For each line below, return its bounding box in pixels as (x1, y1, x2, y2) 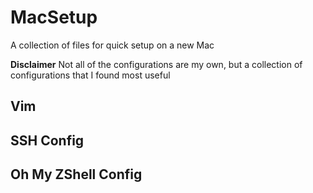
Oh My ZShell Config (10, 166, 143, 183)
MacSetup (10, 6, 98, 29)
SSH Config (10, 132, 85, 149)
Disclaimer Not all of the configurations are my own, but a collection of (10, 58, 303, 70)
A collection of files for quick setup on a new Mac (10, 39, 215, 51)
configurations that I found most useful (10, 69, 171, 81)
